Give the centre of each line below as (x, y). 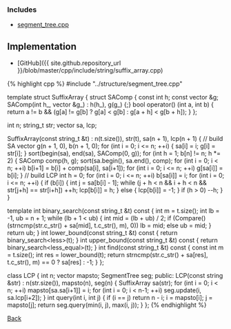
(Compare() (189, 218)
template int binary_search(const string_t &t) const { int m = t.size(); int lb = (113, 211)
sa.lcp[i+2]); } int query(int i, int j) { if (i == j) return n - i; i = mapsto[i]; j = (110, 298)
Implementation (42, 46)
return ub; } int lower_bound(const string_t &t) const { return (92, 233)
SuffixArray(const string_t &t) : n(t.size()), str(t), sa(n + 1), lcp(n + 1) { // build (115, 139)
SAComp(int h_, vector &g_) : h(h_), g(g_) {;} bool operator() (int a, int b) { (111, 104)
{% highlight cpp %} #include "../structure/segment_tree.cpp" (95, 84)
